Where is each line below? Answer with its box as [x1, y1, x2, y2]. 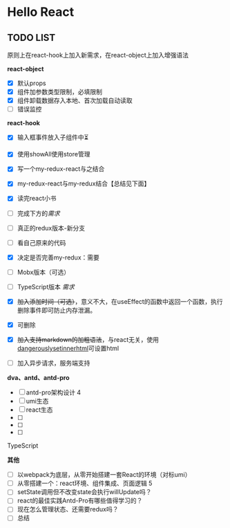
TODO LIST [7, 32, 56, 44]
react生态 [26, 406, 53, 414]
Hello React [7, 4, 75, 20]
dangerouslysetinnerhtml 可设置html [17, 344, 119, 353]
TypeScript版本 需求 [17, 282, 75, 291]
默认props [17, 79, 46, 87]
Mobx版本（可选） [17, 268, 70, 276]
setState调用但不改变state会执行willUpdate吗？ [17, 488, 152, 496]
